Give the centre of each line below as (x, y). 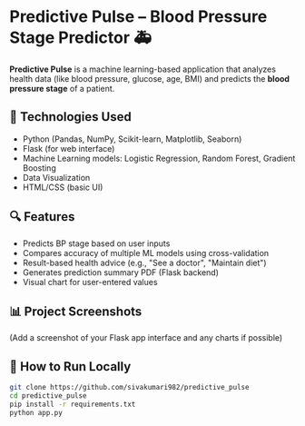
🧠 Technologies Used (70, 117)
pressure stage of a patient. (62, 88)
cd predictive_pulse (49, 396)
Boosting (39, 168)
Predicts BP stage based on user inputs (96, 243)
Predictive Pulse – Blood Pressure (138, 17)
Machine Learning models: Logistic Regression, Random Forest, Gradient (159, 158)
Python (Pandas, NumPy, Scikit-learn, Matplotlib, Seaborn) (132, 139)
